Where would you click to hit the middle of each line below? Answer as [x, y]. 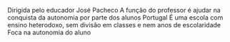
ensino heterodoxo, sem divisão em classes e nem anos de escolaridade [114, 25]
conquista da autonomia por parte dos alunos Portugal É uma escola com [115, 17]
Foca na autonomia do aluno [49, 32]
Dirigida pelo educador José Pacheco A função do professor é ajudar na [114, 10]
